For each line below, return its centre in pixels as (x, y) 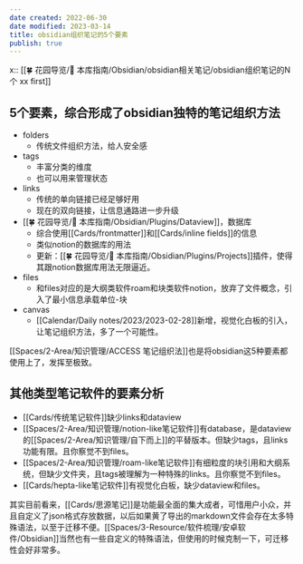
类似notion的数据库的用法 (83, 245)
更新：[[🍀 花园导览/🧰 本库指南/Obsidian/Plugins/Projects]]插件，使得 (164, 256)
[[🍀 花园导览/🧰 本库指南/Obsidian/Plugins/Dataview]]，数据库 (137, 222)
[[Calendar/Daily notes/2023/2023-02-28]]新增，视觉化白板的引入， (164, 321)
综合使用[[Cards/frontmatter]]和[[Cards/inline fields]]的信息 (147, 233)
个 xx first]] (30, 82)
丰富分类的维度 (64, 167)
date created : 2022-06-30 (58, 18)
